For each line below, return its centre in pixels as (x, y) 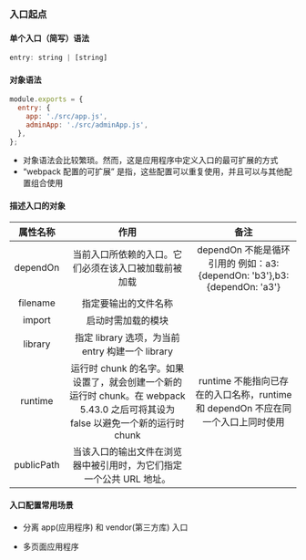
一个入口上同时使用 (244, 421)
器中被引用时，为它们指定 (127, 465)
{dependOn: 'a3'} (243, 286)
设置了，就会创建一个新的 (127, 382)
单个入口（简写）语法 (49, 37)
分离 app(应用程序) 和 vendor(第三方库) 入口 (105, 527)
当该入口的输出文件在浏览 (127, 451)
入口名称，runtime (253, 394)
